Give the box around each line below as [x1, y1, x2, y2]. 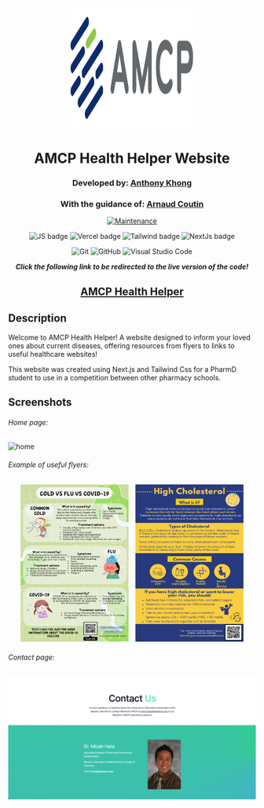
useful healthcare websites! [8, 349, 98, 358]
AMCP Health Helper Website [34, 149, 230, 167]
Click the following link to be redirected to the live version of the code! [15, 262, 249, 272]
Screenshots [8, 395, 72, 409]
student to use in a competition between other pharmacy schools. [8, 373, 222, 382]
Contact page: [8, 652, 55, 662]
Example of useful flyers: [8, 460, 89, 469]
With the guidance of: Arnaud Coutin [60, 199, 204, 210]
